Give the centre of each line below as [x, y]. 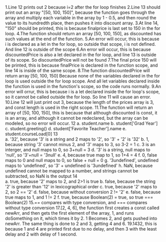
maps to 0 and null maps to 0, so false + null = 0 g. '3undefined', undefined [82, 160]
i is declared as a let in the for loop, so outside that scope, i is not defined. [81, 44]
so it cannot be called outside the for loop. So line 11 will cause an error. [78, 97]
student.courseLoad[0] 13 [31, 134]
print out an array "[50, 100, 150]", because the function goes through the [80, 12]
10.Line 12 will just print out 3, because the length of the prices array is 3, [80, 102]
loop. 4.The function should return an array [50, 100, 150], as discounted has [83, 34]
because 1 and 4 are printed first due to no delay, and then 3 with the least [81, 229]
